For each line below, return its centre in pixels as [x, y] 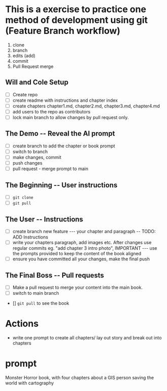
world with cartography [30, 383]
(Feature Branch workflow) [63, 31]
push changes [27, 163]
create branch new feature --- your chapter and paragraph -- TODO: [84, 231]
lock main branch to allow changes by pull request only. [71, 117]
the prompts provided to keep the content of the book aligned [77, 254]
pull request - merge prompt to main [50, 169]
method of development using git [77, 20]
